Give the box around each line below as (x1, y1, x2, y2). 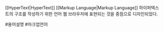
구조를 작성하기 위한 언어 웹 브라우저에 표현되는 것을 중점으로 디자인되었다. (14, 11, 158, 17)
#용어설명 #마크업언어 (5, 22, 48, 27)
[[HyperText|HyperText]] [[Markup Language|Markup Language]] (5, 5, 138, 10)
